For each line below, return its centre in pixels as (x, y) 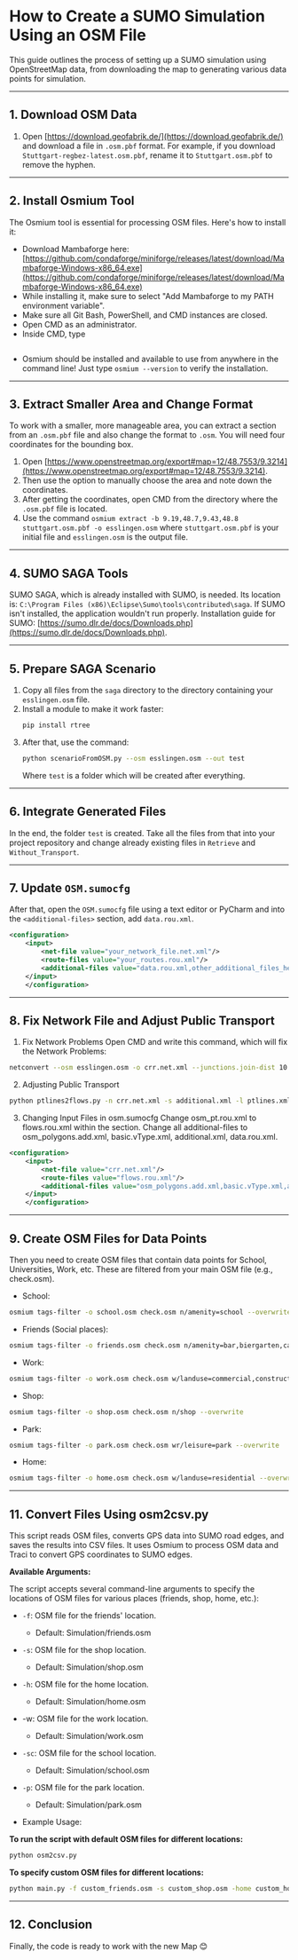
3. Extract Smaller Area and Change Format (131, 404)
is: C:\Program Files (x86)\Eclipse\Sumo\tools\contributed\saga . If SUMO (147, 605)
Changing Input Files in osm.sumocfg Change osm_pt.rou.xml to (139, 1118)
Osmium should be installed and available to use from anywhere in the (150, 359)
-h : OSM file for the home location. (85, 1685)
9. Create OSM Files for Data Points (108, 1239)
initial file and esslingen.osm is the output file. (105, 537)
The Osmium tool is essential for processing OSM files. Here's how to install (148, 222)
